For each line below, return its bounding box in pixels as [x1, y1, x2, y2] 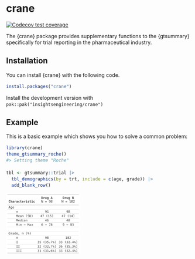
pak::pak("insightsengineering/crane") [6, 102, 104, 107]
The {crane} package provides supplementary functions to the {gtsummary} [6, 32, 190, 39]
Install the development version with [6, 94, 94, 101]
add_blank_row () [11, 182, 51, 188]
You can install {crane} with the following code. [6, 71, 120, 78]
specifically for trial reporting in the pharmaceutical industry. [6, 39, 152, 46]
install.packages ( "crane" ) [6, 83, 72, 89]
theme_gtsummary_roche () [6, 152, 67, 157]
